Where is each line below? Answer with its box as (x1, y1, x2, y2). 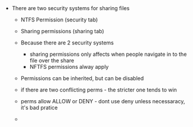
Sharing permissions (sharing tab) (20, 28, 104, 35)
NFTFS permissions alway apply (29, 63, 109, 71)
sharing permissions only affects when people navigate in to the (29, 50, 187, 58)
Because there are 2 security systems (20, 39, 114, 46)
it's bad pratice (20, 104, 58, 112)
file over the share (29, 57, 74, 64)
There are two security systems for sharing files (11, 5, 130, 12)
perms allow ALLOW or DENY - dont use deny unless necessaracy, (20, 98, 185, 105)
